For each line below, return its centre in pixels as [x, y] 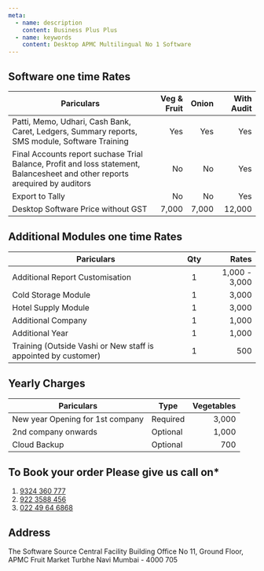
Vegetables [214, 405]
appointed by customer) [57, 356]
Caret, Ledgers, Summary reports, [75, 131]
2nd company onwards [55, 431]
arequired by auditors [52, 183]
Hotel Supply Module [51, 307]
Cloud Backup [38, 445]
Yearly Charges [47, 384]
